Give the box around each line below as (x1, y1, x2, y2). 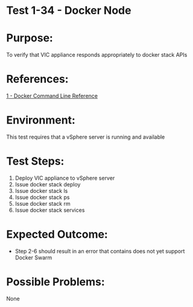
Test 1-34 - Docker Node (6, 4, 131, 17)
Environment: (6, 113, 75, 127)
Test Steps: (6, 154, 65, 168)
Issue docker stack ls (14, 187, 68, 194)
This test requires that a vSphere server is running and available (6, 133, 165, 141)
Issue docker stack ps (14, 194, 70, 201)
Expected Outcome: (6, 227, 109, 241)
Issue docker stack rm (14, 200, 71, 207)
